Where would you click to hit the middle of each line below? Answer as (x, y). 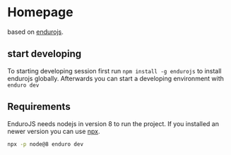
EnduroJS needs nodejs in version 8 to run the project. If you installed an (113, 123)
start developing (45, 54)
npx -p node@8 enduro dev (45, 144)
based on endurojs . (35, 32)
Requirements (39, 107)
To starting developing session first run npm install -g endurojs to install (114, 70)
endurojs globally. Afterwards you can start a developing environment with (116, 78)
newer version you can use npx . (54, 131)
